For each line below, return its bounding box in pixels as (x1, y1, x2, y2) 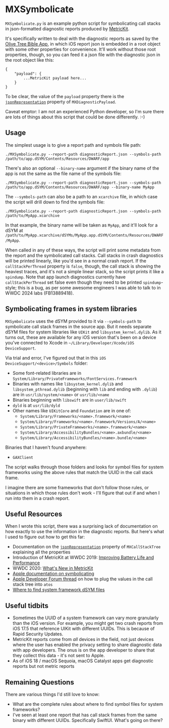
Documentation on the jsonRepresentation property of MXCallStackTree (12, 544, 161, 550)
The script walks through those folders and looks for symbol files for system (5, 464, 164, 470)
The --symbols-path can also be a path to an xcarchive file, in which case (5, 193, 158, 199)
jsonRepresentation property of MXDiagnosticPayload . (5, 99, 117, 105)
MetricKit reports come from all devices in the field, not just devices (12, 636, 154, 643)
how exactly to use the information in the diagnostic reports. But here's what (5, 529, 164, 535)
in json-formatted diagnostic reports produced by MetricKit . (5, 25, 130, 31)
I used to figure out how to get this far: (5, 534, 85, 540)
